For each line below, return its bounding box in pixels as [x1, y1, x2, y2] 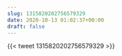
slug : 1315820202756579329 [7, 10, 86, 17]
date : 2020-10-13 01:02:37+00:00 [7, 17, 105, 24]
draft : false [7, 23, 45, 30]
